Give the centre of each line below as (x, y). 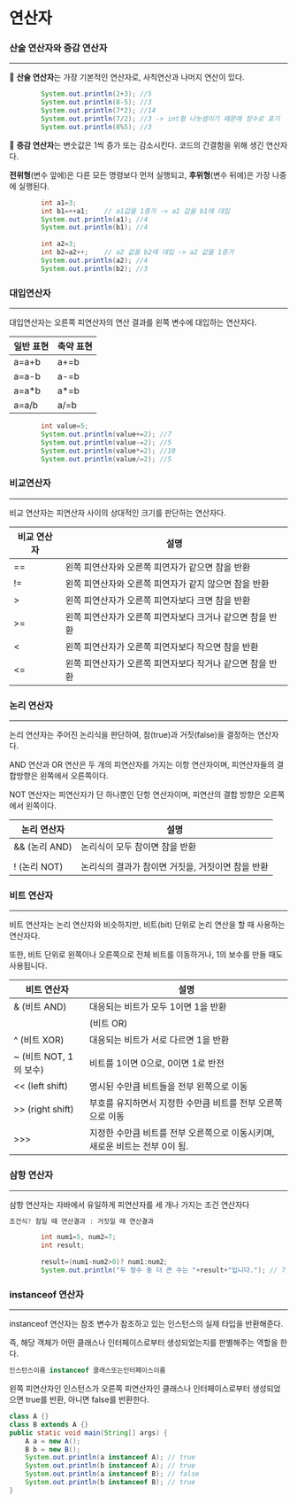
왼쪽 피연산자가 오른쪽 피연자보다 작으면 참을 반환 (162, 647)
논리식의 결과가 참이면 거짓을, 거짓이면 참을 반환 (175, 867)
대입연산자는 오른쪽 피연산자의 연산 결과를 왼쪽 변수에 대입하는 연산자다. (133, 322)
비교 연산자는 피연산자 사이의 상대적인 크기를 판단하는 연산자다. (118, 512)
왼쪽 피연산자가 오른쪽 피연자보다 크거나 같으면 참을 (166, 616)
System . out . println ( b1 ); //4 (95, 228)
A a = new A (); (53, 1441)
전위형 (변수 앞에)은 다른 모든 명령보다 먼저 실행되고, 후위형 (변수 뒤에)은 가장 (140, 174)
